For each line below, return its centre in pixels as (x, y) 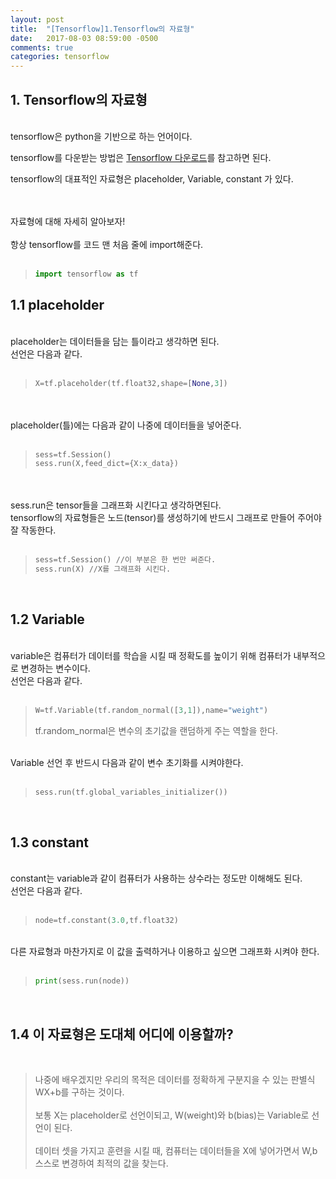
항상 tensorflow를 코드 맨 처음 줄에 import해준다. (107, 244)
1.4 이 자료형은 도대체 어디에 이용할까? (122, 1034)
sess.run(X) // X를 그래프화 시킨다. (103, 569)
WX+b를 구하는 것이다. (79, 1092)
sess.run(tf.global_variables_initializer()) (131, 792)
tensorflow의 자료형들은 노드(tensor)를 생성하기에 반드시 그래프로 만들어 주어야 (166, 518)
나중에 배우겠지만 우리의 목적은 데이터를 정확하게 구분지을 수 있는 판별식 (175, 1079)
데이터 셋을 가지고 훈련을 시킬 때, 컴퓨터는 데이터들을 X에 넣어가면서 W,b (176, 1150)
